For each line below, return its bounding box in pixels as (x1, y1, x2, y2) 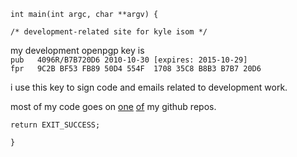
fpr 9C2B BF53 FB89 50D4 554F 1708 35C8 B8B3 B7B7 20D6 (10, 64, 262, 74)
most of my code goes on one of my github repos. (10, 101, 217, 112)
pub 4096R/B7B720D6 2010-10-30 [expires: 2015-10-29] (10, 55, 248, 65)
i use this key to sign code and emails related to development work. (10, 81, 288, 93)
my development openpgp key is (10, 45, 145, 56)
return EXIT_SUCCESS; (10, 120, 101, 130)
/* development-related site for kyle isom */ (10, 27, 208, 37)
